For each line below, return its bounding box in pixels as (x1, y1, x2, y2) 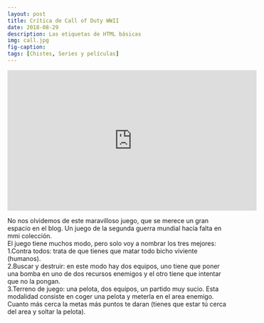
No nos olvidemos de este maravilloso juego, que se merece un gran (7, 216, 209, 225)
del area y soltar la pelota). (7, 307, 86, 316)
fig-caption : (7, 43, 46, 51)
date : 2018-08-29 (7, 24, 59, 31)
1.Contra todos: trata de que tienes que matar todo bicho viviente (7, 247, 198, 255)
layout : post (7, 10, 46, 18)
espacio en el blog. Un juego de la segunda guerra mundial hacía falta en (7, 224, 222, 232)
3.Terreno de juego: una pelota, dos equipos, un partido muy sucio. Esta (7, 284, 219, 293)
